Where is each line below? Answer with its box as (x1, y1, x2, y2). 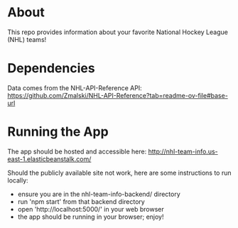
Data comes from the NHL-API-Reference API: (7, 83, 142, 92)
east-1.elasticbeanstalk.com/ (7, 154, 92, 163)
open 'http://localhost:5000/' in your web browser (17, 205, 165, 213)
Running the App (7, 124, 109, 140)
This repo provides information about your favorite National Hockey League (7, 28, 229, 36)
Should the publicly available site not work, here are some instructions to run (7, 168, 232, 177)
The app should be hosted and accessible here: (7, 147, 147, 156)
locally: (7, 175, 28, 185)
